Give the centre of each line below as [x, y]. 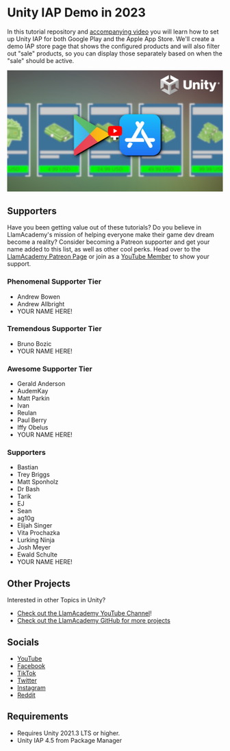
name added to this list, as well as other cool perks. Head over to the [104, 249]
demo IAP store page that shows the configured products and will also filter [114, 46]
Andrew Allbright [41, 304]
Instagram [31, 688]
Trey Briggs [33, 475]
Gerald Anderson [41, 384]
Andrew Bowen [38, 297]
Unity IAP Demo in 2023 [76, 13]
